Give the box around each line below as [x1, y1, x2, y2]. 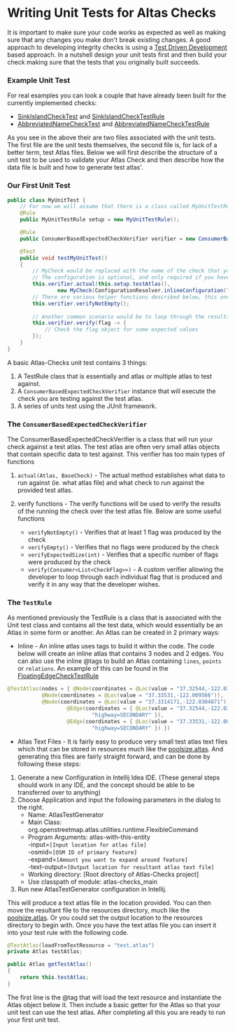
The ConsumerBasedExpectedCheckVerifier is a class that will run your [7, 435, 213, 444]
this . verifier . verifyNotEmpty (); [32, 300, 130, 307]
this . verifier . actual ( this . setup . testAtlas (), [32, 280, 171, 288]
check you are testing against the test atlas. [17, 394, 143, 402]
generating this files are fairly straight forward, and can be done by [17, 752, 211, 760]
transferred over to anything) [17, 788, 101, 796]
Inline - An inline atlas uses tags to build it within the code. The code [17, 642, 215, 650]
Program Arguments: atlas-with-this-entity [27, 833, 150, 841]
